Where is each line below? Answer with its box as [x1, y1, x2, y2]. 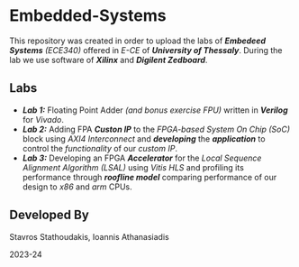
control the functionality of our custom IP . [22, 143, 178, 153]
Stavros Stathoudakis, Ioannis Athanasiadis [9, 231, 169, 242]
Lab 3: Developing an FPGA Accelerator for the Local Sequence [22, 152, 262, 163]
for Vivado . [22, 114, 65, 124]
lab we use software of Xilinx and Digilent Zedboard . [9, 54, 208, 65]
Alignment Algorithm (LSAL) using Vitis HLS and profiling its [22, 161, 245, 172]
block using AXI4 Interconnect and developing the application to [22, 133, 266, 144]
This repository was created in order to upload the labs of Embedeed [9, 35, 267, 46]
